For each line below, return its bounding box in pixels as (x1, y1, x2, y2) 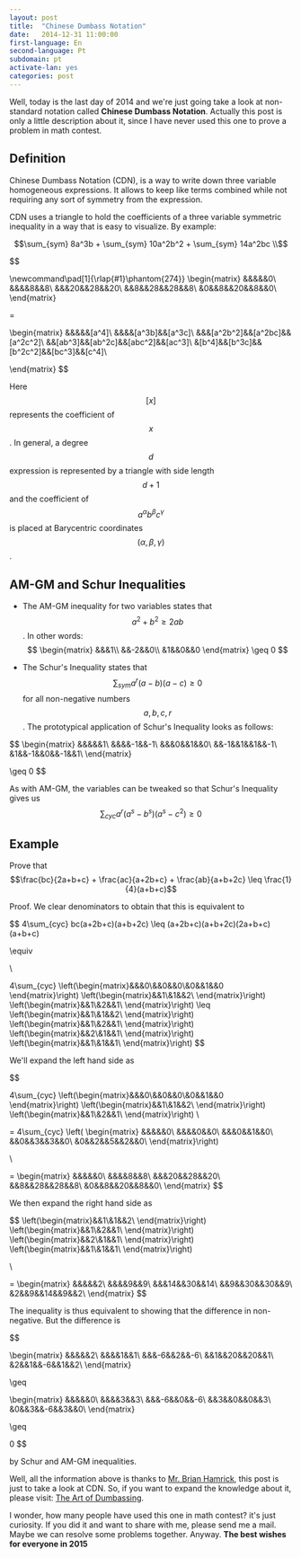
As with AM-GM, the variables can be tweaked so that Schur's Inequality (9, 783, 279, 794)
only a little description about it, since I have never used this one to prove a (9, 115, 288, 126)
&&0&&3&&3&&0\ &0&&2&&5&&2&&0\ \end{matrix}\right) (9, 1136, 219, 1146)
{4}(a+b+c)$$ (125, 884, 177, 895)
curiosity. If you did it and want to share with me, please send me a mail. (9, 1519, 277, 1530)
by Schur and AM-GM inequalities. (9, 1456, 137, 1467)
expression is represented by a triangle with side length (9, 465, 215, 476)
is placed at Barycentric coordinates (9, 523, 144, 534)
